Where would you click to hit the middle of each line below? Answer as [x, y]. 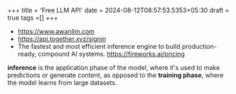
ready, [27, 54]
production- [199, 46]
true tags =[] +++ [33, 18]
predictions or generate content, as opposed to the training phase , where [116, 75]
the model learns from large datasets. [62, 83]
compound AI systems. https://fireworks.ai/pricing [111, 54]
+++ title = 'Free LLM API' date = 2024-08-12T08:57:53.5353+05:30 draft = [118, 10]
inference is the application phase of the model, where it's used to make [114, 67]
